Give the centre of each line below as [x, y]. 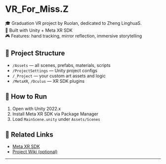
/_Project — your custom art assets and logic [59, 76]
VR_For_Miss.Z [37, 9]
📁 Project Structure [35, 53]
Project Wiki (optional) [35, 152]
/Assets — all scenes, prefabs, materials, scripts [61, 65]
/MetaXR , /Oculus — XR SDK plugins [48, 81]
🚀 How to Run [26, 97]
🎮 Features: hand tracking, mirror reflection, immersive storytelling [74, 36]
